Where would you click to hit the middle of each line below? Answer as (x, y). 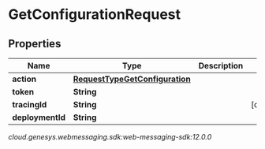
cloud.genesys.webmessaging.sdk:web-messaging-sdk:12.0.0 (110, 137)
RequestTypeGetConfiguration (132, 79)
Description (221, 66)
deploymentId (39, 117)
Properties (35, 44)
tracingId (30, 104)
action (24, 79)
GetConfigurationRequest (95, 15)
